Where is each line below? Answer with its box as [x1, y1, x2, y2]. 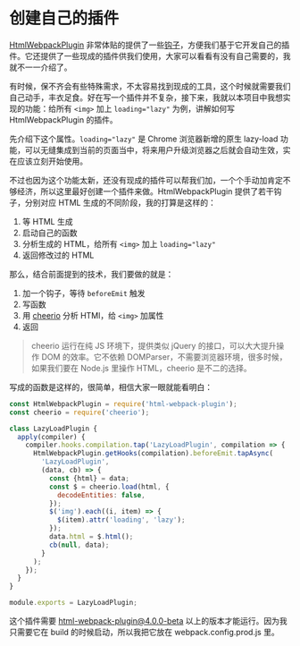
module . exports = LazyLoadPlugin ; [9, 599, 138, 608]
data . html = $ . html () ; [48, 532, 134, 541]
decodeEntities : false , [56, 490, 146, 499]
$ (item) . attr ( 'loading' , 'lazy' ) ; [56, 515, 186, 524]
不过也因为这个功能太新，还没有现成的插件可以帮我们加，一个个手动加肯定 [9, 174, 283, 185]
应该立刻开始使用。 [16, 156, 87, 166]
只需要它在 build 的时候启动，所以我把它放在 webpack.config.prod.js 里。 [9, 627, 279, 638]
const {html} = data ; [48, 473, 129, 483]
